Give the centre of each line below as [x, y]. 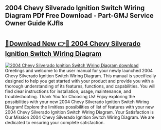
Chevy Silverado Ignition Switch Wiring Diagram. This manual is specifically [81, 76]
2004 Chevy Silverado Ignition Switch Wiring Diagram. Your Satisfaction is [80, 112]
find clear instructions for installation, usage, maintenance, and [68, 91]
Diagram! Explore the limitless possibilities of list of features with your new [80, 107]
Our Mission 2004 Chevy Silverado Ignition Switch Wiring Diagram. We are [80, 117]
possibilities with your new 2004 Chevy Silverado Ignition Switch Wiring [77, 102]
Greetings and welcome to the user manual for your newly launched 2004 [79, 71]
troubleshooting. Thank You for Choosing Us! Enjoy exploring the [70, 97]
